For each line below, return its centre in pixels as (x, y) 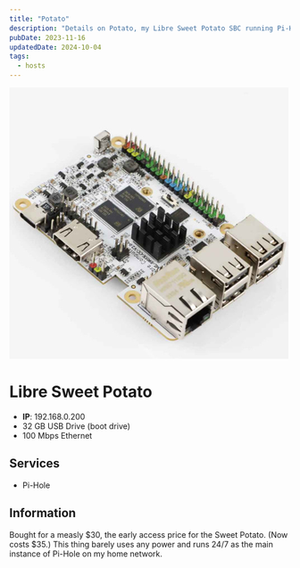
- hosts (32, 66)
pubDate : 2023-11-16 (48, 37)
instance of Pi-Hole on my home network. (86, 554)
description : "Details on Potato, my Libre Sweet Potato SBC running (142, 28)
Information (43, 513)
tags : (19, 57)
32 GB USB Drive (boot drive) (76, 426)
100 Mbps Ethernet (57, 435)
